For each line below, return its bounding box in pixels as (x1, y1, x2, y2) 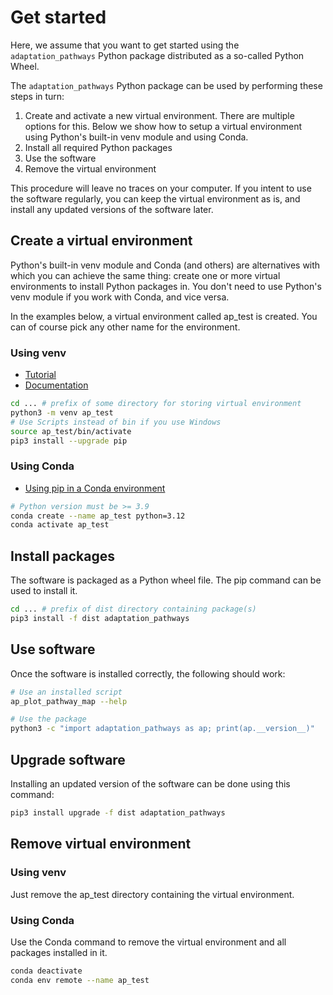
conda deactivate (10, 966, 83, 976)
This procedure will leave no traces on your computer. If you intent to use (10, 182, 312, 194)
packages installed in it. (10, 946, 108, 958)
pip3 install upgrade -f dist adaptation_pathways (10, 808, 226, 818)
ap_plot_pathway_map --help (10, 696, 128, 706)
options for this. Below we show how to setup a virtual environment (24, 120, 303, 132)
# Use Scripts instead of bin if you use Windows (10, 417, 222, 427)
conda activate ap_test (10, 520, 110, 530)
